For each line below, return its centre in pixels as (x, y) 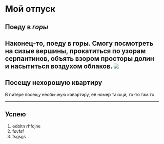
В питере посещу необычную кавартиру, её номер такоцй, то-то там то (80, 94)
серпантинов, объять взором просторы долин (80, 59)
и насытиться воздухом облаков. (59, 66)
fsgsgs (19, 136)
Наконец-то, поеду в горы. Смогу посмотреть (79, 43)
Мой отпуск (30, 9)
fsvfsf (18, 131)
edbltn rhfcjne (26, 126)
